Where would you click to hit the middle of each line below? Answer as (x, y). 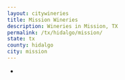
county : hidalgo (30, 45)
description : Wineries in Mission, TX (62, 26)
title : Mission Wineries (43, 20)
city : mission (27, 52)
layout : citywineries (38, 13)
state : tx (21, 39)
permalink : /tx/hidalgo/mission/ (55, 32)
